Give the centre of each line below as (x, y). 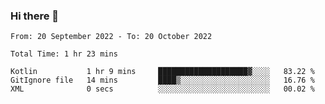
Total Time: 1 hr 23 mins (64, 54)
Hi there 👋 (35, 16)
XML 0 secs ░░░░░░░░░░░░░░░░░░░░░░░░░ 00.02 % (162, 89)
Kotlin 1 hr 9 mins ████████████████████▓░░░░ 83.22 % (162, 72)
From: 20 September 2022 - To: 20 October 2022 (111, 37)
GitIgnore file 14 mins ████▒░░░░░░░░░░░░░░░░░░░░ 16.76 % (162, 80)
